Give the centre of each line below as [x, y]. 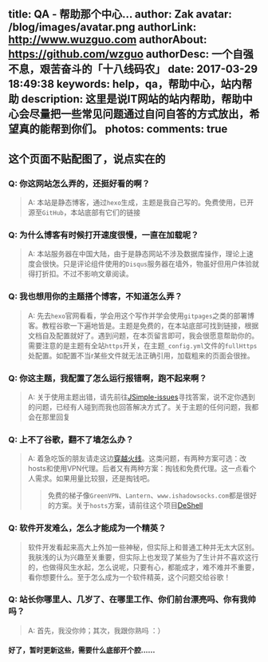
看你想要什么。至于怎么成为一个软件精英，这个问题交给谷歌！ [129, 577]
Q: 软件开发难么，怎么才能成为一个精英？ [87, 528]
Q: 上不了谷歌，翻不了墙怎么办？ [71, 439]
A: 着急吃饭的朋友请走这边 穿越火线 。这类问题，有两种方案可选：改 [137, 458]
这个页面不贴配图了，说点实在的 [87, 159]
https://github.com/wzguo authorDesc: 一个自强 [131, 54]
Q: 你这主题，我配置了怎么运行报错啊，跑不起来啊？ [108, 378]
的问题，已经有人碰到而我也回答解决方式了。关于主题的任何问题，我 [140, 406]
